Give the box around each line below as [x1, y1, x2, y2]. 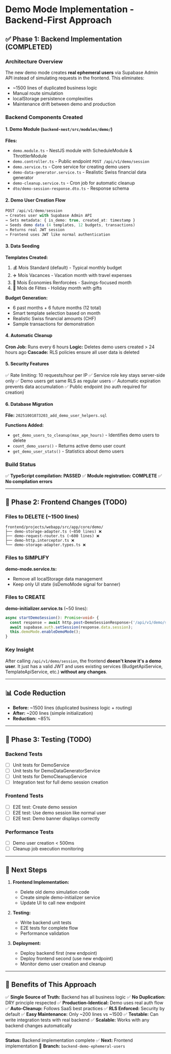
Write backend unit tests [20, 919, 72, 925]
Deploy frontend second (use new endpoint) [20, 955, 113, 961]
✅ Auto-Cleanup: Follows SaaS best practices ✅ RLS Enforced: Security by [5, 1005, 165, 1011]
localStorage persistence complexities [12, 95, 93, 101]
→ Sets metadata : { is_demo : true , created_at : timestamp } [5, 217, 136, 223]
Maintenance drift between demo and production [12, 101, 116, 107]
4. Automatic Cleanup [5, 332, 52, 339]
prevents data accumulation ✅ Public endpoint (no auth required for [5, 383, 148, 390]
